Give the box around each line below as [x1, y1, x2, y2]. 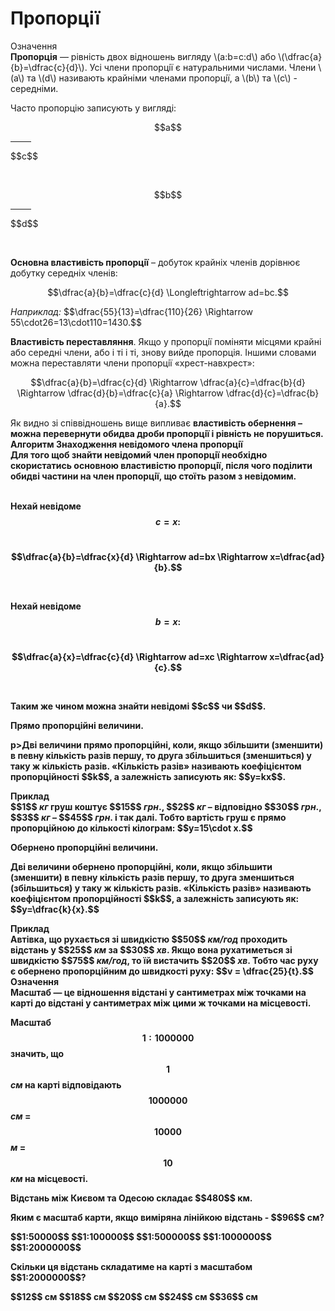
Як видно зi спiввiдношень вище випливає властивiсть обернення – [10, 417, 303, 429]
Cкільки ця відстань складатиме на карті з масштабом [10, 1260, 253, 1272]
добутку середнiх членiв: [10, 267, 118, 279]
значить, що [10, 1047, 65, 1059]
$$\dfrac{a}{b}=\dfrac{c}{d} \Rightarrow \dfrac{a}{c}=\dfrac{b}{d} [30, 376, 306, 388]
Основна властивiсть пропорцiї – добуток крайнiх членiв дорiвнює [10, 256, 301, 268]
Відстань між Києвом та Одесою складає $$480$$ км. [10, 1192, 253, 1204]
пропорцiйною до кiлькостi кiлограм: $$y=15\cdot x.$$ [10, 822, 253, 834]
